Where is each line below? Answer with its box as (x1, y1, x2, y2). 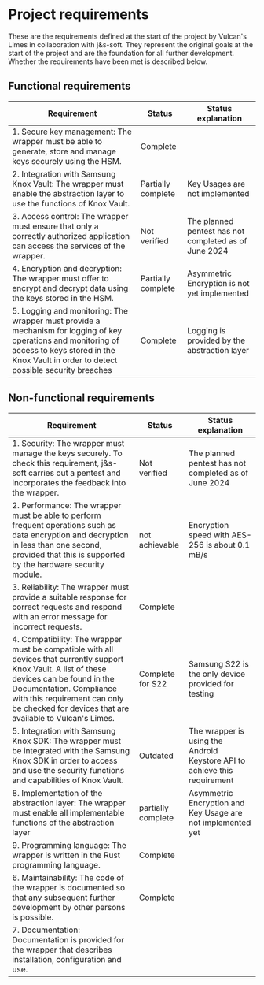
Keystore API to (188, 755, 246, 766)
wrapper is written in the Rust (12, 849, 120, 860)
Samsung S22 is (188, 658, 249, 669)
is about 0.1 (205, 539, 250, 550)
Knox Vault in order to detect (12, 355, 118, 366)
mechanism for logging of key (12, 325, 123, 336)
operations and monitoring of (12, 335, 119, 346)
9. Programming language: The (12, 839, 127, 850)
